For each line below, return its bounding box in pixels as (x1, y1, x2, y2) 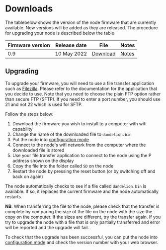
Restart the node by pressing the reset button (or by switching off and (12, 168, 156, 174)
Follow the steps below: (5, 111, 54, 117)
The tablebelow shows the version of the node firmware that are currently (5, 19, 157, 25)
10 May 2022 (55, 50, 87, 57)
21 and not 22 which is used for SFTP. (5, 101, 83, 107)
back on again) (12, 173, 43, 179)
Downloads (5, 3, 53, 14)
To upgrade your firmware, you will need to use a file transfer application (5, 80, 155, 86)
